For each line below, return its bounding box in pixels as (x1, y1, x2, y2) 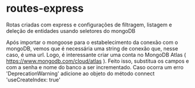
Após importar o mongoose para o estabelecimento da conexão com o (6, 39, 178, 46)
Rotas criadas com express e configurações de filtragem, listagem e (6, 21, 173, 28)
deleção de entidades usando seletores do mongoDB (6, 27, 136, 34)
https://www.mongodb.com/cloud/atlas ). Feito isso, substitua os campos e (6, 57, 189, 65)
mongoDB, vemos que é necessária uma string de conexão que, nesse (6, 45, 178, 52)
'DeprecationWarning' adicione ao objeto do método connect (6, 70, 155, 77)
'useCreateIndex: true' (6, 76, 61, 83)
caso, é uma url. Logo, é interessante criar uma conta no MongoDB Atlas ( (6, 51, 186, 58)
